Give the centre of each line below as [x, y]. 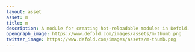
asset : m [17, 17]
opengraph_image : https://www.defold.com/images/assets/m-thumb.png [94, 34]
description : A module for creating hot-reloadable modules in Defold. [98, 28]
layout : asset [24, 12]
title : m [17, 23]
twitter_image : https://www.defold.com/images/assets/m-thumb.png [91, 39]
